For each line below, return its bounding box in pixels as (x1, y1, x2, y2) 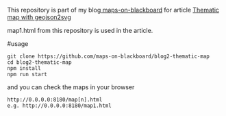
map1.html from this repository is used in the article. (7, 27, 153, 34)
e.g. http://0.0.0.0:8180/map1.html (7, 102, 112, 109)
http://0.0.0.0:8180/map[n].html (7, 96, 103, 103)
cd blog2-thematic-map (7, 59, 72, 66)
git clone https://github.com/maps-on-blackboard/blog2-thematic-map (7, 53, 210, 60)
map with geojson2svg (7, 13, 71, 21)
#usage (7, 40, 29, 47)
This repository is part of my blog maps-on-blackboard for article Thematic (7, 6, 220, 14)
